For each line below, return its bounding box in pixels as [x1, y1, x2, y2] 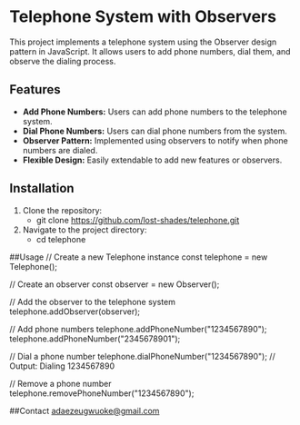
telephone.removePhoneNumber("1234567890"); [9, 388, 195, 399]
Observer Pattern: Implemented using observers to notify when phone [22, 134, 288, 146]
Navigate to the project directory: [22, 224, 147, 235]
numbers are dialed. [22, 144, 98, 155]
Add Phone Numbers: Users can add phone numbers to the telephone [22, 106, 288, 117]
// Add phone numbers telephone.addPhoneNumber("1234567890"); [9, 323, 267, 334]
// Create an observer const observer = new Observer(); [9, 279, 220, 290]
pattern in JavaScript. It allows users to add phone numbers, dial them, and [9, 45, 291, 56]
